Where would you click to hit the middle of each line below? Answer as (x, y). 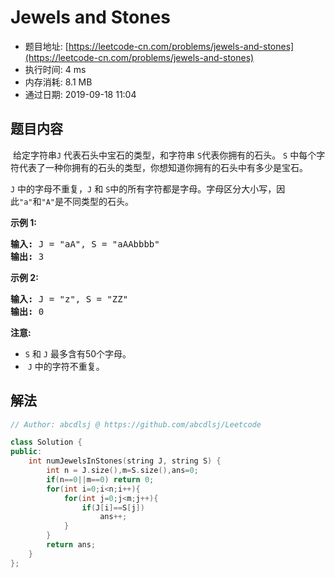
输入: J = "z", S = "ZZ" (69, 299)
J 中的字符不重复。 (66, 366)
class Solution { (46, 442)
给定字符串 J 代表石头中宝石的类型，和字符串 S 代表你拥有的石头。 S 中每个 (164, 155)
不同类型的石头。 (98, 201)
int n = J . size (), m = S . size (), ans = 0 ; (122, 471)
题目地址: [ (46, 46)
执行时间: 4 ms (55, 69)
